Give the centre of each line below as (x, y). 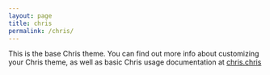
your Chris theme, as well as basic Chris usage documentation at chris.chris (135, 62)
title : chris (30, 23)
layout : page (30, 16)
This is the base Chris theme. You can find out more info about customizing (134, 54)
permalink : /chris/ (41, 31)
